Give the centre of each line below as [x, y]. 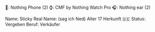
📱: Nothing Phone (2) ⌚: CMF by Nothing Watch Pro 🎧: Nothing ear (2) [78, 7]
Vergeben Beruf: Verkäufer [33, 24]
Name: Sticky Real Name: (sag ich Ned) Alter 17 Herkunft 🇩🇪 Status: [75, 19]
